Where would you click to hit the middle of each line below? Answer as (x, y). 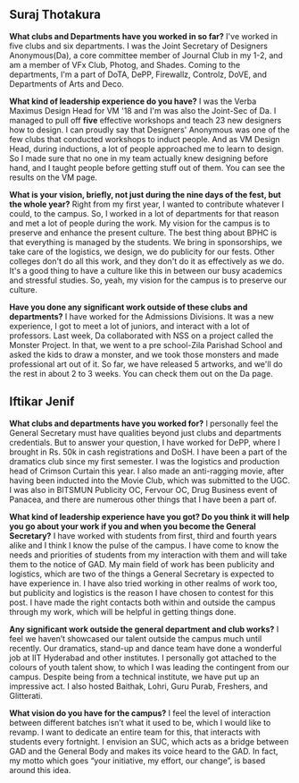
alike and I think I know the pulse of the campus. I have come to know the (144, 545)
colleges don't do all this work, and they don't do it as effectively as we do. (147, 261)
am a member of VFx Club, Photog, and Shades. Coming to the (125, 64)
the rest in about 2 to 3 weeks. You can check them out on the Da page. (141, 373)
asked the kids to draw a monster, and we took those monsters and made (144, 354)
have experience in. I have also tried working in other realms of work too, (144, 583)
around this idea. (40, 770)
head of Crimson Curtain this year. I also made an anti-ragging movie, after (147, 471)
